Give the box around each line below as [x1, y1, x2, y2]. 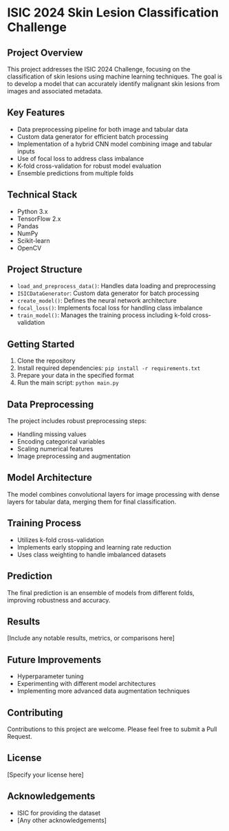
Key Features [7, 107, 65, 118]
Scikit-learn [17, 236, 50, 245]
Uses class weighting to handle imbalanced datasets [17, 550, 166, 559]
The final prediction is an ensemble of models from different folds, [7, 588, 195, 596]
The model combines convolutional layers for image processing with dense [7, 490, 220, 498]
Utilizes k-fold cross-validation [17, 535, 105, 544]
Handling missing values [17, 430, 87, 438]
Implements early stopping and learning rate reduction [17, 543, 172, 551]
